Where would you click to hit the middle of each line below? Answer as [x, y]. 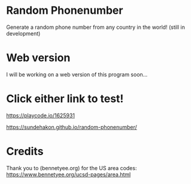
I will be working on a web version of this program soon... [77, 74]
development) [23, 33]
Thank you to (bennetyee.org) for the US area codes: [72, 168]
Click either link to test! [65, 99]
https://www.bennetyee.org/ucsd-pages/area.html [69, 174]
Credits [25, 152]
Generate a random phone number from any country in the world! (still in [96, 27]
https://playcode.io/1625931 [40, 115]
